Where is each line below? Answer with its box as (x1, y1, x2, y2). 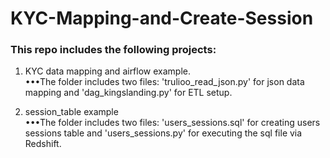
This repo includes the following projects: (10, 43, 217, 57)
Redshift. (24, 138, 62, 150)
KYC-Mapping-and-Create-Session (10, 7, 314, 30)
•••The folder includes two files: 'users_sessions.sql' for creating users (24, 117, 321, 129)
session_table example (24, 106, 119, 118)
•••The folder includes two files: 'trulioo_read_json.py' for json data (24, 76, 305, 88)
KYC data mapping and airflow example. (24, 65, 191, 77)
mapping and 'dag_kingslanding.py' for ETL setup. (24, 87, 233, 99)
